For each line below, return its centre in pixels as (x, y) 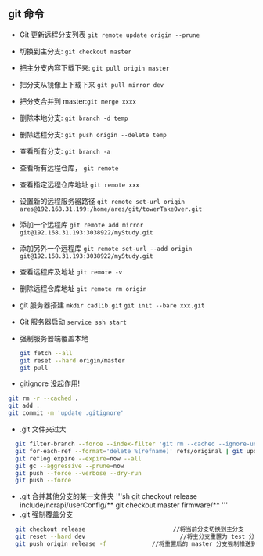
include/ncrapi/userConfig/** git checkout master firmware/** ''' (124, 505)
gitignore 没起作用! (50, 383)
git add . (24, 406)
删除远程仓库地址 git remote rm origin (83, 288)
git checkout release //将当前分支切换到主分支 (130, 529)
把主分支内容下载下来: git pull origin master (94, 67)
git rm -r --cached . (43, 398)
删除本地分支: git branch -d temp (74, 118)
